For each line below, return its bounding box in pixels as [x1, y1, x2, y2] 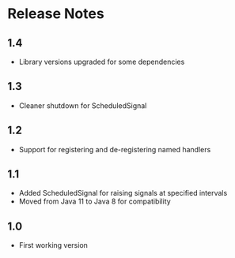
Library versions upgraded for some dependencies [18, 57, 185, 66]
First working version [18, 241, 89, 250]
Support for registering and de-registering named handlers [18, 144, 211, 154]
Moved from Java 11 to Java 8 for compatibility [18, 196, 171, 206]
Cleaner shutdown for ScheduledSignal [18, 100, 147, 110]
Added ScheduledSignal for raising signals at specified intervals [18, 189, 228, 198]
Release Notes [7, 5, 104, 23]
